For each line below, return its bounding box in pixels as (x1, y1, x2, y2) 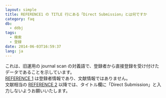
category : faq (5, 16, 35, 21)
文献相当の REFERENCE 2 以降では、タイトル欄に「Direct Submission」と (5, 81, 157, 87)
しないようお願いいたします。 (9, 88, 71, 94)
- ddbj (9, 26, 23, 31)
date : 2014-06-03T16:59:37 (5, 44, 61, 49)
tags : (5, 30, 16, 35)
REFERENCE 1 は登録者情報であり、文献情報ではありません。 (5, 75, 131, 81)
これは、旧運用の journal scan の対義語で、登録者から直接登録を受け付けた (5, 63, 160, 69)
